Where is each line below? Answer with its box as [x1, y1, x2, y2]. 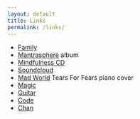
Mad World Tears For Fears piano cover [17, 73, 134, 82]
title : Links [7, 17, 46, 24]
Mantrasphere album [17, 51, 80, 59]
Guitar [17, 88, 36, 97]
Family [17, 43, 38, 52]
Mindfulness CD [17, 58, 65, 67]
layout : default [7, 10, 55, 18]
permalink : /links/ [7, 24, 65, 31]
